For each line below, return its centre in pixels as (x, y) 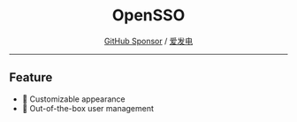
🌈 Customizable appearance (73, 99)
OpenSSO (148, 15)
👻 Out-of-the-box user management (88, 108)
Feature (31, 77)
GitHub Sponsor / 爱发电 (148, 41)
